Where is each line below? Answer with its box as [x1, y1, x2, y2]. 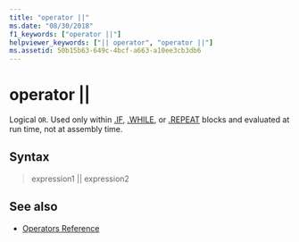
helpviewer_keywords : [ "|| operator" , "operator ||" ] [9, 38, 214, 47]
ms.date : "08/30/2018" [9, 21, 94, 30]
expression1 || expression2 [30, 173, 129, 184]
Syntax [9, 149, 50, 165]
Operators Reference [21, 222, 100, 233]
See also [9, 199, 58, 214]
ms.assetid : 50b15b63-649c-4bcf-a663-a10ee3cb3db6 [9, 46, 202, 55]
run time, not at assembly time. [9, 124, 123, 135]
